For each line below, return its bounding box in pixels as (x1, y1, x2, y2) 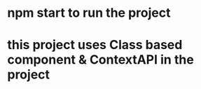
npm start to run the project (7, 5, 171, 21)
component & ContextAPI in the (7, 52, 194, 68)
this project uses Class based (7, 37, 183, 53)
